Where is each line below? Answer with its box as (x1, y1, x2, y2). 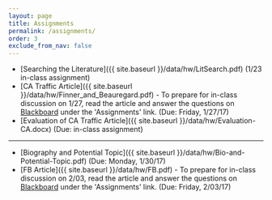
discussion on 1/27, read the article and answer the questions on (19, 99, 235, 109)
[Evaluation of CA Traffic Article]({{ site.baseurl (19, 116, 178, 126)
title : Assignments (8, 19, 74, 28)
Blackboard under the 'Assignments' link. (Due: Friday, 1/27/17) (19, 107, 229, 117)
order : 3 (8, 34, 38, 43)
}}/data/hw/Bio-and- (176, 147, 245, 158)
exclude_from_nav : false (8, 42, 92, 50)
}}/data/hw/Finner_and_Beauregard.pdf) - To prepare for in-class (19, 90, 238, 100)
